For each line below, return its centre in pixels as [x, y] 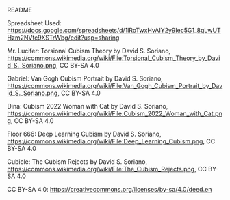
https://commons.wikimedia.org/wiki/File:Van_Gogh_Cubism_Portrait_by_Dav [115, 86]
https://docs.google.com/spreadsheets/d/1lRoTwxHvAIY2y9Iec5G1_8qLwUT [114, 30]
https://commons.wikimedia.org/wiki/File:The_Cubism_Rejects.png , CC [107, 169]
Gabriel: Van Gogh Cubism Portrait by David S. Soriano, [85, 78]
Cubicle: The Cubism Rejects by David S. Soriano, [77, 162]
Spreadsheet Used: [34, 23]
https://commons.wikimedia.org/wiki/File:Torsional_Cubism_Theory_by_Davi [114, 58]
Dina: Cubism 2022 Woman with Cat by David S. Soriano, [88, 106]
